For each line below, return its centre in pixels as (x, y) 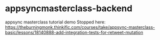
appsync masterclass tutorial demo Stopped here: (55, 22)
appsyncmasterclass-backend (69, 9)
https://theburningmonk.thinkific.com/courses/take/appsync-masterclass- (80, 27)
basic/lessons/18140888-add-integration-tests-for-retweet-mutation (74, 32)
